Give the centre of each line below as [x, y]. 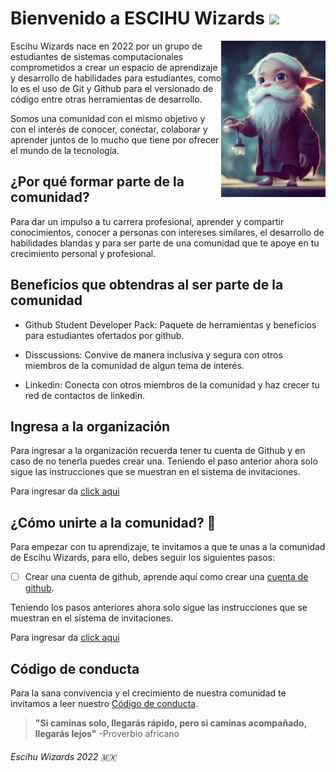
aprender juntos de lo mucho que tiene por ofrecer [115, 139]
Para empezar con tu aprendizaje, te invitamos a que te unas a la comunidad [168, 547]
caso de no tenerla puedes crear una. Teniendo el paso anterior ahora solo [164, 461]
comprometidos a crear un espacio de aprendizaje [114, 67]
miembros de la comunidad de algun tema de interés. [134, 365]
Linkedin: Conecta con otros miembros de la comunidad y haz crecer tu [172, 384]
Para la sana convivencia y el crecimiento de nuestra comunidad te [148, 693]
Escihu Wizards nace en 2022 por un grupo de [106, 46]
